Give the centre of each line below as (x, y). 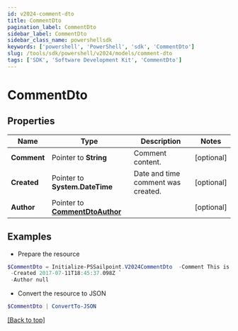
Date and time (157, 173)
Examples (29, 237)
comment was (157, 182)
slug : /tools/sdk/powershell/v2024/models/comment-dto (90, 54)
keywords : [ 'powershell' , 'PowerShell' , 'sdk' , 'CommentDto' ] (101, 47)
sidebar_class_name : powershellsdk (60, 40)
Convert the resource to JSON (62, 293)
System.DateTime (83, 186)
